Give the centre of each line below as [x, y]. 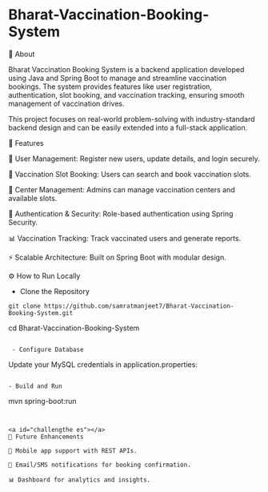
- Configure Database [48, 349]
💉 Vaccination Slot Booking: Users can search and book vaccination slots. [130, 174]
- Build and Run [35, 386]
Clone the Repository [55, 291]
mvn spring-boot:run [42, 401]
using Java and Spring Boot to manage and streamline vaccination [118, 78]
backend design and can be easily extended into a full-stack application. [128, 127]
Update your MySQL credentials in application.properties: [103, 364]
